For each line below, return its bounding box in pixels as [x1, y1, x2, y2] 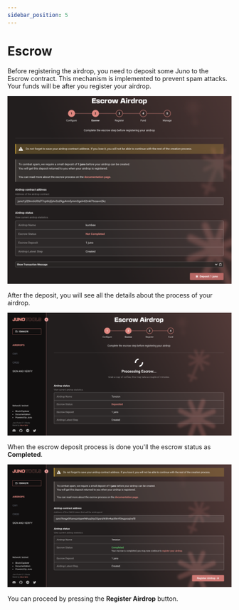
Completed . [7, 450, 43, 458]
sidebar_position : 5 [7, 11, 69, 19]
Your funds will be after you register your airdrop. [7, 82, 152, 90]
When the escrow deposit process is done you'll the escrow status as [7, 442, 211, 451]
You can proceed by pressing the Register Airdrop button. [7, 594, 179, 603]
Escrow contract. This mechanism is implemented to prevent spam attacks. [7, 74, 228, 83]
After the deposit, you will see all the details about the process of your [7, 290, 213, 299]
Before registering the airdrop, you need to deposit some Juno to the [7, 66, 209, 75]
